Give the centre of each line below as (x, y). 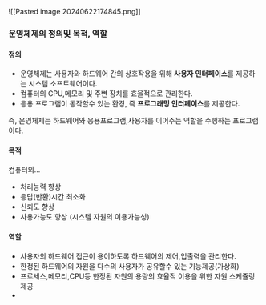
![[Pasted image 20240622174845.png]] (75, 12)
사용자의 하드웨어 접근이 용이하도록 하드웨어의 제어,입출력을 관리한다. (128, 256)
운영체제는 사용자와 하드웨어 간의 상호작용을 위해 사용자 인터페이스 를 (127, 74)
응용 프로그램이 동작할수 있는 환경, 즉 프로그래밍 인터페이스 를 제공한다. (130, 104)
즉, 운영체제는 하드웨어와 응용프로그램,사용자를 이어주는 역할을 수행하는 (119, 121)
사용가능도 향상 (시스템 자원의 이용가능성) (85, 217)
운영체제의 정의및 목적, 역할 (58, 34)
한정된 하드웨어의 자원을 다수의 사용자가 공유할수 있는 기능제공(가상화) (129, 266)
